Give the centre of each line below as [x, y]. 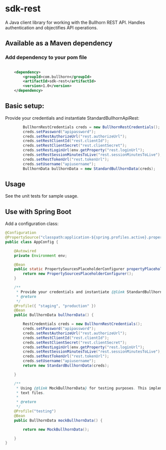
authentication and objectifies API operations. [51, 27]
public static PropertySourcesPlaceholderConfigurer [69, 269]
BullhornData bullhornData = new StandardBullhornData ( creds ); [89, 169]
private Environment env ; [41, 256]
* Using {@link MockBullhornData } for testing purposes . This [82, 388]
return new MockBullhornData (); [56, 429]
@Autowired [25, 251]
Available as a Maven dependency [59, 43]
